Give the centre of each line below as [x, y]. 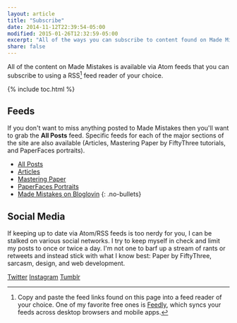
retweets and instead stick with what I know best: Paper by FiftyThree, [109, 256]
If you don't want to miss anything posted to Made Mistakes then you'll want [118, 128]
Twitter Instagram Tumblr [44, 277]
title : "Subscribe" [36, 20]
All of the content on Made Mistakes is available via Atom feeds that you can [118, 67]
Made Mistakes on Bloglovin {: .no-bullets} [79, 194]
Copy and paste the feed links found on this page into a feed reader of [120, 298]
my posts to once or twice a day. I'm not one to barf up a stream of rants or [116, 248]
